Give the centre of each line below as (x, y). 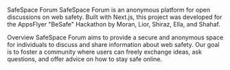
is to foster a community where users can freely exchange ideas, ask (105, 52)
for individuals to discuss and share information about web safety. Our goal (113, 45)
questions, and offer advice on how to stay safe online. (85, 59)
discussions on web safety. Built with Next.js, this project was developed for (115, 17)
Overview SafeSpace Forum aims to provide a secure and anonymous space (115, 37)
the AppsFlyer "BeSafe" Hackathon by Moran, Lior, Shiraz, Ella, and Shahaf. (114, 24)
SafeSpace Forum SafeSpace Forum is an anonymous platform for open (109, 10)
